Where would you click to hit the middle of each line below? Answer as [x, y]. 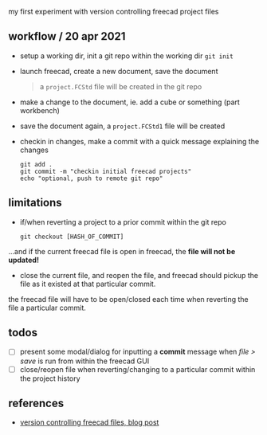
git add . [36, 164]
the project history [50, 378]
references [36, 403]
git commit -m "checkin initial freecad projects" [106, 171]
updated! [24, 260]
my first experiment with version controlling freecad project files [114, 12]
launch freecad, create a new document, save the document [119, 71]
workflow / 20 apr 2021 [67, 36]
